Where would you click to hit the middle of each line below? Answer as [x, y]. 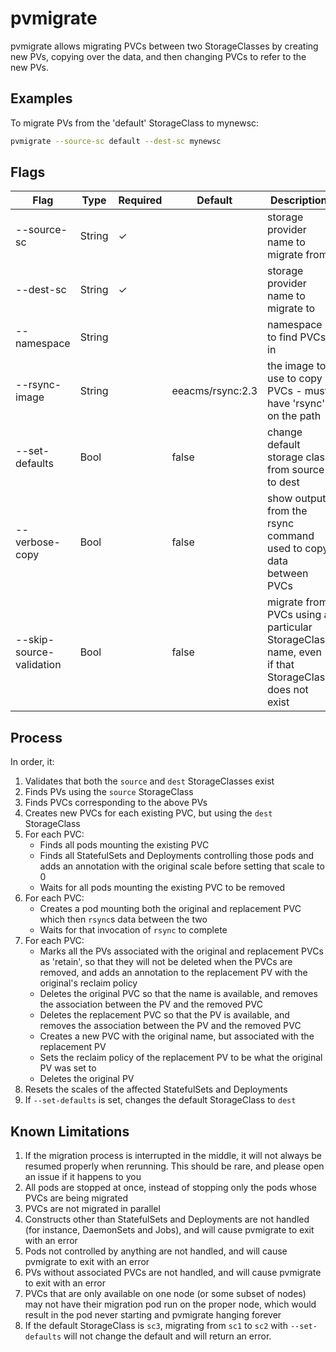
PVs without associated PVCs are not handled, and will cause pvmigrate [173, 1273]
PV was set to [68, 1068]
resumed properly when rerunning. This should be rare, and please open [174, 1166]
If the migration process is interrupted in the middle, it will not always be [173, 1156]
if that [281, 665]
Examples [41, 98]
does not [288, 690]
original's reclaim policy [88, 983]
